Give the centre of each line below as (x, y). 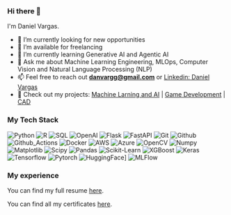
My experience (33, 175)
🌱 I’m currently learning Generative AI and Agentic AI (93, 54)
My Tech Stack (33, 120)
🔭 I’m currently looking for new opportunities (81, 40)
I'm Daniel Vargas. (33, 26)
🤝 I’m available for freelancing (60, 47)
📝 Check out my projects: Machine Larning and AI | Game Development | (121, 95)
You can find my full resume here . (56, 190)
